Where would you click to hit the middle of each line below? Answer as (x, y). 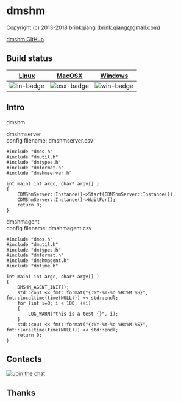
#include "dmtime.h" (33, 266)
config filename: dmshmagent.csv (49, 228)
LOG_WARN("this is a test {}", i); (73, 314)
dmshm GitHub (25, 39)
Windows (114, 76)
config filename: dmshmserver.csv (50, 140)
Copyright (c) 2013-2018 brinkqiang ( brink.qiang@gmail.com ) (83, 27)
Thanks (21, 393)
